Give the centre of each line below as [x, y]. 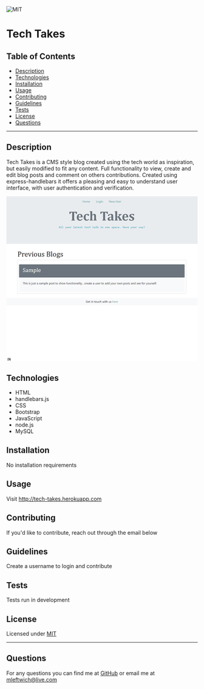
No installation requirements [42, 465]
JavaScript [29, 419]
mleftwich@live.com [32, 679]
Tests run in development [38, 600]
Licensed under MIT [31, 633]
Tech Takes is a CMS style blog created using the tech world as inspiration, [100, 162]
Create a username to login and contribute [59, 566]
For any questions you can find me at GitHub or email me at [80, 673]
